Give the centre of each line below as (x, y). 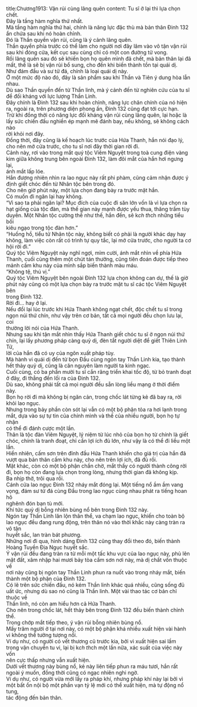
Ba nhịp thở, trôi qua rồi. (35, 478)
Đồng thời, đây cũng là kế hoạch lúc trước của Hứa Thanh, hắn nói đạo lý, (95, 140)
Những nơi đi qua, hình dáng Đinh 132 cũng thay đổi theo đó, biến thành (93, 541)
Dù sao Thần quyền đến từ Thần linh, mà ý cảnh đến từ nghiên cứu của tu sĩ (98, 90)
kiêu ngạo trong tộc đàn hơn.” (42, 228)
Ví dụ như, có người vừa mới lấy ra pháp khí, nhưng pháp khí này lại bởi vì (95, 679)
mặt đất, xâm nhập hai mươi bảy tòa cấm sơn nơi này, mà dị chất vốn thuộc (97, 560)
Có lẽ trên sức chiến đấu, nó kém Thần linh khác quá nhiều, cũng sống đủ (96, 585)
